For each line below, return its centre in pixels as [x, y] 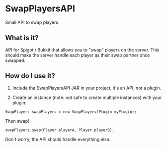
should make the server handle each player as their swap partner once [78, 55]
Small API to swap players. [32, 22]
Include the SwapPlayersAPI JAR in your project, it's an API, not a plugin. [87, 88]
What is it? [22, 38]
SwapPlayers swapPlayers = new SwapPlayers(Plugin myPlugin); [71, 112]
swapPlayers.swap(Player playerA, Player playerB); [60, 130]
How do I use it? [30, 76]
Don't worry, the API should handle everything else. [58, 139]
